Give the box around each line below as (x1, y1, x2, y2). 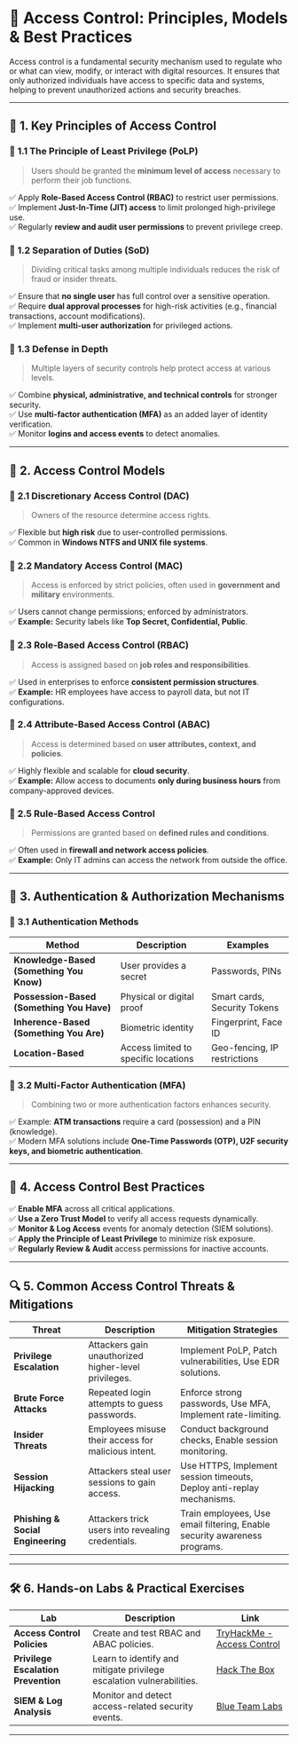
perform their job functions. (30, 175, 132, 185)
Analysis (13, 1705, 51, 1717)
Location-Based (13, 1047, 84, 1059)
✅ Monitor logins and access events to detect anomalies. (9, 428, 221, 439)
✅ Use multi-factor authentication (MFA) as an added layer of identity (9, 409, 269, 420)
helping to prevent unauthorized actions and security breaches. (9, 84, 241, 95)
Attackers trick (88, 1512, 149, 1525)
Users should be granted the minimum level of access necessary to (30, 165, 281, 176)
